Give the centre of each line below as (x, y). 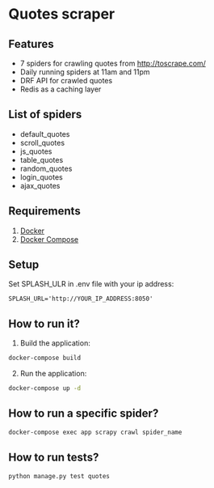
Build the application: (55, 343)
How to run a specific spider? (84, 414)
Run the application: (53, 374)
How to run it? (44, 323)
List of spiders (45, 115)
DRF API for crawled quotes (66, 81)
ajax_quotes (40, 185)
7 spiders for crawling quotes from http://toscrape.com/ (113, 63)
